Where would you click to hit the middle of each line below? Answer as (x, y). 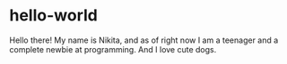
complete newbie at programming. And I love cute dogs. (113, 49)
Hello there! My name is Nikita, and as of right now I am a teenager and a (144, 40)
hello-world (54, 16)
